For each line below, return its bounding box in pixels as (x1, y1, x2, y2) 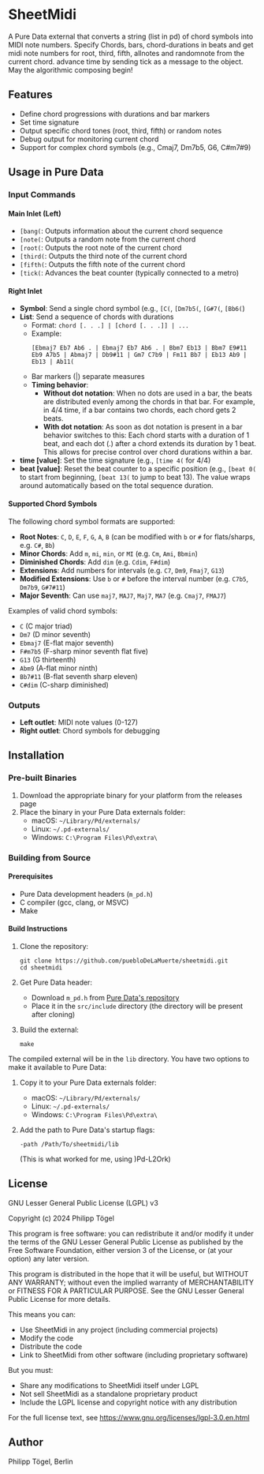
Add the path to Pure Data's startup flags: (19, 1125, 155, 1135)
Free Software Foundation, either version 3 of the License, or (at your (8, 1245, 233, 1255)
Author (8, 1435, 43, 1450)
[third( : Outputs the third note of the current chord (19, 251, 188, 261)
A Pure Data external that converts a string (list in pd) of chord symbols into (8, 32, 254, 41)
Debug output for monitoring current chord (19, 134, 159, 144)
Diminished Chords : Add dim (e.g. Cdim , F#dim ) (19, 557, 171, 566)
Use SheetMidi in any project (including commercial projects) (19, 1325, 218, 1334)
